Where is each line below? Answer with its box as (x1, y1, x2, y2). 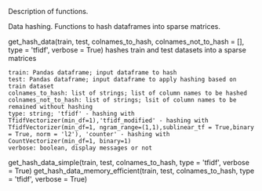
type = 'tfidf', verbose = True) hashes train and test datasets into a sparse (8, 45, 247, 54)
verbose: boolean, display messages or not (8, 144, 153, 152)
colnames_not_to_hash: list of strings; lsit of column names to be (8, 96, 237, 104)
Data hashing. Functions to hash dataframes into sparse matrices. (8, 22, 221, 31)
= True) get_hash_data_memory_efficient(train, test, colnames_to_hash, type (8, 166, 255, 175)
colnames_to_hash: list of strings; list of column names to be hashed (8, 89, 247, 97)
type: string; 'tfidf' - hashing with (8, 110, 135, 117)
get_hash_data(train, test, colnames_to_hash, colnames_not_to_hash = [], (8, 37, 245, 46)
